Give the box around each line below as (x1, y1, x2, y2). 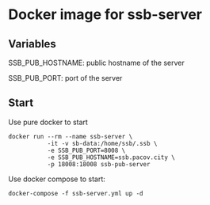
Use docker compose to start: (8, 174, 105, 184)
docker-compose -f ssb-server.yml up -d (8, 189, 144, 197)
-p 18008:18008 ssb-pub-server (47, 160, 151, 168)
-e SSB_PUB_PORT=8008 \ (47, 146, 126, 154)
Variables (8, 37, 57, 51)
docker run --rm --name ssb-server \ (8, 132, 133, 140)
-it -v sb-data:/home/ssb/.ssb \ (47, 139, 158, 147)
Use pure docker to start (8, 117, 89, 127)
